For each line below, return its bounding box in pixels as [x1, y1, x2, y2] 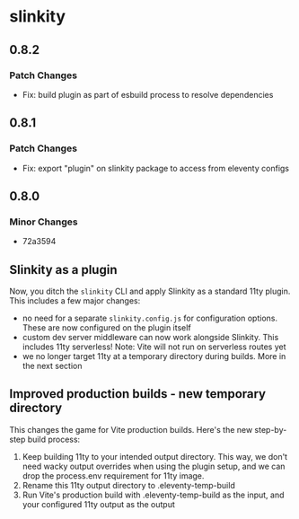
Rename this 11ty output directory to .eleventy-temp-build [22, 479, 235, 490]
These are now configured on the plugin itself [22, 322, 191, 333]
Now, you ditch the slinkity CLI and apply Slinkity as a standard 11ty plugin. [9, 286, 291, 297]
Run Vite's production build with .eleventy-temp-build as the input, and [22, 489, 285, 500]
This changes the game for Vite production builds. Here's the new [9, 424, 253, 435]
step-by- [254, 424, 287, 435]
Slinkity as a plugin [9, 262, 118, 277]
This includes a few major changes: [9, 295, 141, 306]
